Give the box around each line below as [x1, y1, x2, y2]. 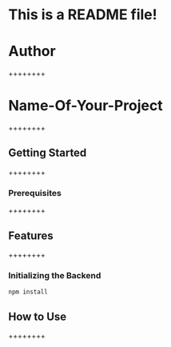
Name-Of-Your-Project [8, 97, 163, 115]
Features [8, 229, 54, 242]
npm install [8, 288, 48, 297]
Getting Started [8, 146, 87, 160]
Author [8, 42, 56, 61]
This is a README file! [8, 6, 157, 24]
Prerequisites [8, 187, 62, 198]
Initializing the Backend [8, 269, 101, 281]
